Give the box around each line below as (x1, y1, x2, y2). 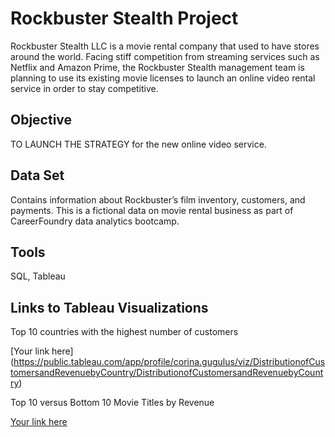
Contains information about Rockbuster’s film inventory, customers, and (10, 193, 306, 206)
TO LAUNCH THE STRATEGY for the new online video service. (10, 138, 267, 150)
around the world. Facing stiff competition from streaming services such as (10, 50, 320, 62)
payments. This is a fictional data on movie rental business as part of (10, 204, 294, 216)
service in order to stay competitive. (10, 82, 159, 94)
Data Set (10, 167, 65, 184)
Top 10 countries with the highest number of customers (10, 326, 239, 338)
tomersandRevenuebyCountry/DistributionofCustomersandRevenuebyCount (10, 367, 324, 379)
